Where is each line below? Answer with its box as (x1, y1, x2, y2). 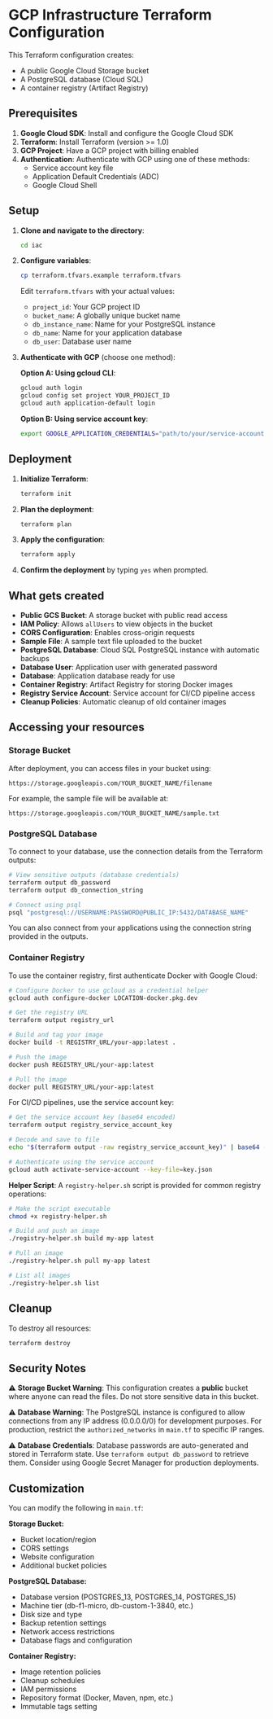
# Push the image (8, 1053, 67, 1061)
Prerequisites (8, 107, 78, 121)
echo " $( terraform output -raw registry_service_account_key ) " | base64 (8, 1143, 260, 1151)
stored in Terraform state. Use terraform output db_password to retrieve (8, 1449, 249, 1459)
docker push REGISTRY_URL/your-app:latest (8, 1060, 154, 1068)
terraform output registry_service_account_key (8, 1121, 173, 1129)
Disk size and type (19, 1610, 83, 1620)
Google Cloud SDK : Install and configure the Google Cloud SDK (19, 128, 234, 138)
